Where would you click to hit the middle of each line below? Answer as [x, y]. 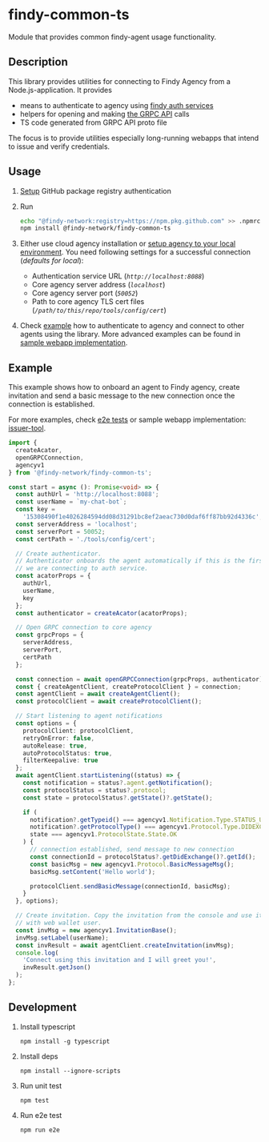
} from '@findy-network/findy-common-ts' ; [80, 473]
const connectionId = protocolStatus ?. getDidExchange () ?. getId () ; [143, 857]
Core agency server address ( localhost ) [98, 285]
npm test [34, 1100]
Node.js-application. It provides [60, 90]
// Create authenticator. [59, 554]
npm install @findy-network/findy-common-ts [95, 228]
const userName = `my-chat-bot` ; [71, 502]
